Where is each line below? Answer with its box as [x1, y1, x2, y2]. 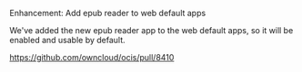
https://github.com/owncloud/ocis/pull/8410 [9, 52, 175, 62]
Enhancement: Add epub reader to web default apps [9, 8, 206, 18]
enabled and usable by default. [9, 35, 126, 45]
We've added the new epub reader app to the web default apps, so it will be [9, 25, 294, 35]
